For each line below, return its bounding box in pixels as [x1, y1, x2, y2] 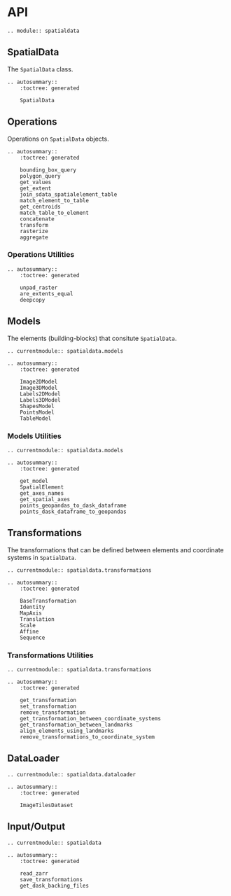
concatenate [20, 215, 55, 223]
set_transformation [20, 703, 77, 710]
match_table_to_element [20, 209, 90, 216]
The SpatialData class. [7, 64, 73, 73]
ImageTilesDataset [20, 801, 73, 808]
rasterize [20, 227, 49, 234]
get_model [20, 477, 49, 484]
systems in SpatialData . [7, 553, 77, 561]
